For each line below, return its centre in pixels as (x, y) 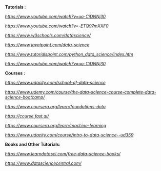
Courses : (15, 73)
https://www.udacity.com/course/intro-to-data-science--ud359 (69, 135)
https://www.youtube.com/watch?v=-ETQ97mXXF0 (57, 26)
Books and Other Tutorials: (33, 144)
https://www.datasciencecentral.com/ (43, 163)
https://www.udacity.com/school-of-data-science (55, 83)
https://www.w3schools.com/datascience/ (48, 35)
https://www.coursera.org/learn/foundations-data (55, 106)
